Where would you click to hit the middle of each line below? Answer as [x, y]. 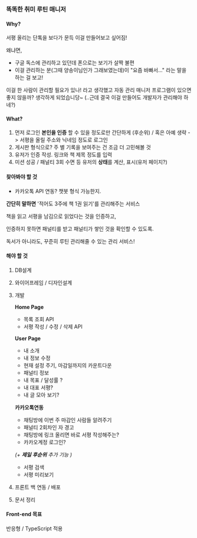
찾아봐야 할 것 [22, 177]
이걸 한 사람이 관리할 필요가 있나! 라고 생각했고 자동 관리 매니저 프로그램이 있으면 [99, 90]
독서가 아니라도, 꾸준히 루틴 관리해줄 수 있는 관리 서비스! [70, 241]
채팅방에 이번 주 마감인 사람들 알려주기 [68, 420]
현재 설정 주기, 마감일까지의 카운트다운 [68, 365]
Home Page [29, 307]
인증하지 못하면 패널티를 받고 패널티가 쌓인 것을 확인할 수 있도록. [80, 229]
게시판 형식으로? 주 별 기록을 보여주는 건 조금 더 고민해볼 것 [83, 147]
